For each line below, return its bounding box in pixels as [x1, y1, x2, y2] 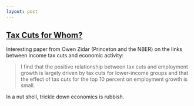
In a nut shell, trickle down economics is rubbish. [6, 93, 125, 100]
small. [20, 82, 35, 89]
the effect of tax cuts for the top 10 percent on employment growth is [20, 76, 188, 83]
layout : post [6, 8, 38, 15]
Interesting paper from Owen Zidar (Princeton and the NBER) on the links [6, 46, 183, 53]
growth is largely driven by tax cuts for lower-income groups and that [20, 70, 189, 77]
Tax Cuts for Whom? [6, 30, 83, 40]
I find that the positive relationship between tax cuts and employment [20, 63, 188, 70]
